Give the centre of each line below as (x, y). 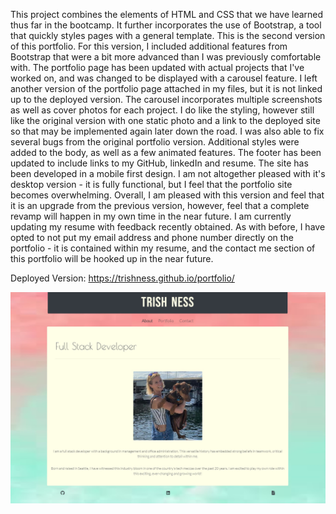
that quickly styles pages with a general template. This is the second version (168, 35)
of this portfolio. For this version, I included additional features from (149, 46)
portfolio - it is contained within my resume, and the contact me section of (163, 248)
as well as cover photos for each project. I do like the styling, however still (162, 110)
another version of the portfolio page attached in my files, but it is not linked (166, 88)
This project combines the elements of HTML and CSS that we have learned (167, 14)
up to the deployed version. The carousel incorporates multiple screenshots (166, 99)
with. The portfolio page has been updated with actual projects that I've (157, 67)
